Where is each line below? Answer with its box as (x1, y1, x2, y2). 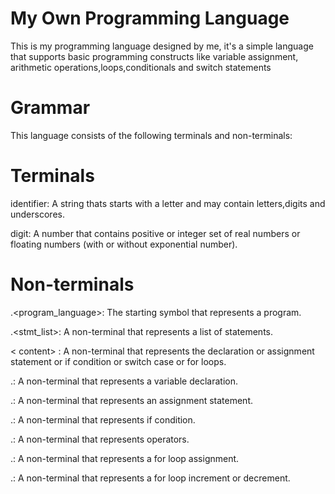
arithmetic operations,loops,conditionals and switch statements (10, 61, 272, 73)
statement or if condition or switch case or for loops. (10, 355, 227, 367)
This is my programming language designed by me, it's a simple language (10, 40, 314, 52)
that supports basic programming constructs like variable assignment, (10, 50, 299, 62)
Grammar (10, 97, 91, 119)
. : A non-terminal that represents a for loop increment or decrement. (10, 472, 291, 484)
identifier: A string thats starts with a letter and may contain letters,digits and (10, 197, 326, 209)
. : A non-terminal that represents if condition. (10, 413, 196, 426)
